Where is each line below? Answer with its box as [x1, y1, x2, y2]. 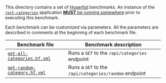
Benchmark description [84, 41, 142, 48]
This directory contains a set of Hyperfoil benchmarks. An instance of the [5, 4, 155, 10]
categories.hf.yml [7, 56, 51, 61]
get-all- [7, 51, 28, 56]
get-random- [7, 65, 36, 71]
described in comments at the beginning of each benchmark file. [5, 30, 137, 35]
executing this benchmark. [5, 15, 59, 20]
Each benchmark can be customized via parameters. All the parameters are [5, 24, 159, 30]
